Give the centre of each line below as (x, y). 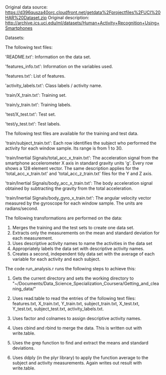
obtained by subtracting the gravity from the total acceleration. (69, 188)
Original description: (68, 18)
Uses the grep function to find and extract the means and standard (80, 343)
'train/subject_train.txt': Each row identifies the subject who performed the (81, 143)
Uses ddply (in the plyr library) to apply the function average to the (80, 357)
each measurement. (33, 238)
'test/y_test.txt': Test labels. (33, 124)
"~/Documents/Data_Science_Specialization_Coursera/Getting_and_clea (85, 283)
